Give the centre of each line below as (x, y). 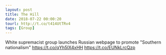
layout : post (19, 10)
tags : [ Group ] (20, 28)
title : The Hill (22, 14)
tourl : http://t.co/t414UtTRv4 (38, 24)
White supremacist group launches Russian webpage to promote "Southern (83, 42)
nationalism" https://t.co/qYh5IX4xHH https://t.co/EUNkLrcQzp (70, 48)
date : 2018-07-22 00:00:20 (33, 19)
